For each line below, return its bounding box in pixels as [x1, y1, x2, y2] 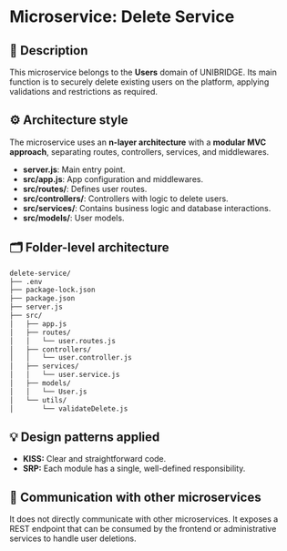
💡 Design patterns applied [9, 429, 160, 444]
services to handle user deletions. [9, 533, 137, 544]
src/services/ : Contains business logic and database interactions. [22, 202, 272, 213]
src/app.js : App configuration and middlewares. [22, 173, 203, 184]
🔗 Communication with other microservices [9, 489, 261, 505]
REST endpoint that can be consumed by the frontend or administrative [9, 524, 277, 535]
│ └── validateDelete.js [9, 403, 128, 413]
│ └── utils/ [9, 395, 67, 404]
